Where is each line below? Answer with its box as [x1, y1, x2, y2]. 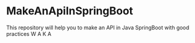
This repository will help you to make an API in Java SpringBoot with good [6, 24, 190, 31]
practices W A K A [6, 30, 52, 37]
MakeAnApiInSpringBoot [6, 4, 134, 18]
